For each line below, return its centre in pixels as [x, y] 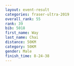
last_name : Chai [22, 38]
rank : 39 [14, 24]
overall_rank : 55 [23, 19]
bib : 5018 [15, 28]
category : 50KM [21, 47]
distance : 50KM [21, 42]
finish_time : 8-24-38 [27, 56]
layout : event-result [27, 10]
